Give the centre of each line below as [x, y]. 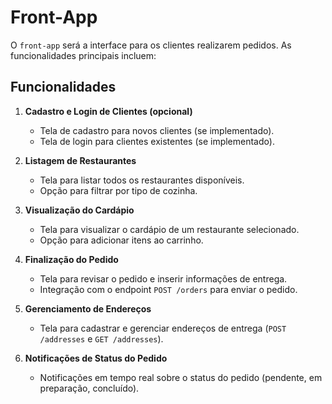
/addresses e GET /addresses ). [101, 338]
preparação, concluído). [89, 388]
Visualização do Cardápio [79, 210]
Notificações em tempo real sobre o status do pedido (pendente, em [181, 377]
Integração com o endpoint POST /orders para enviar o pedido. [168, 289]
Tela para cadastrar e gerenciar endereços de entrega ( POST [163, 328]
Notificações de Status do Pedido [96, 358]
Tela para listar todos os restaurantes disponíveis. [142, 180]
